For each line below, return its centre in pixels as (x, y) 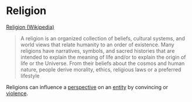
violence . (17, 93)
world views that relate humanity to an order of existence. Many (97, 45)
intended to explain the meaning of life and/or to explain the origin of (103, 57)
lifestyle (30, 76)
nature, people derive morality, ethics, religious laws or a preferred (101, 69)
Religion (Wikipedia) (30, 27)
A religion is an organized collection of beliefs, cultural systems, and (103, 38)
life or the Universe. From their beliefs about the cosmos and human (102, 63)
